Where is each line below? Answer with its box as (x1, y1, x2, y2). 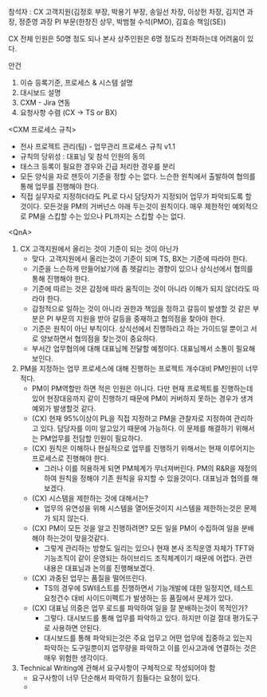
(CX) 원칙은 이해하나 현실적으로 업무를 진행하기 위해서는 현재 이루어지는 (31, 444, 256, 453)
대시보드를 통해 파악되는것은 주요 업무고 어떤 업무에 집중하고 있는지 (43, 633, 253, 643)
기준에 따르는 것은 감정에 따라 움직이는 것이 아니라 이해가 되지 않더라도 (31, 284, 251, 293)
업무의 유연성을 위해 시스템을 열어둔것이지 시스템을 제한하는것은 (43, 504, 242, 513)
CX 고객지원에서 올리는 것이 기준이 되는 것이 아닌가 (19, 244, 179, 253)
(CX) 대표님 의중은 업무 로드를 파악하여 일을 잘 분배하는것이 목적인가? (31, 604, 249, 612)
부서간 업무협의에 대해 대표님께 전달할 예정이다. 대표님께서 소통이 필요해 (31, 344, 256, 353)
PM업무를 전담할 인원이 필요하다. (40, 434, 143, 443)
